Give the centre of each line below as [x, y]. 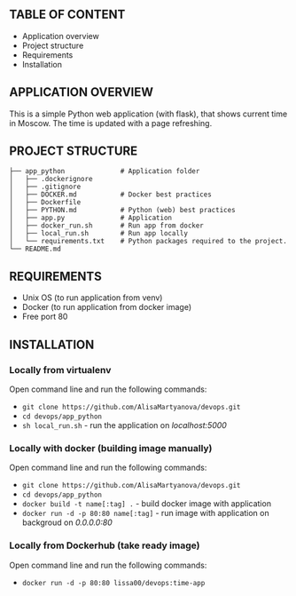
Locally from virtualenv [60, 370]
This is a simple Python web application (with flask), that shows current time [148, 114]
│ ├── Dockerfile [45, 203]
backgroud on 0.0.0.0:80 [67, 522]
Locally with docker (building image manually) [111, 448]
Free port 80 [45, 317]
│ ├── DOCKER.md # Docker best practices [111, 195]
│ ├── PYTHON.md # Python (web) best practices [123, 211]
